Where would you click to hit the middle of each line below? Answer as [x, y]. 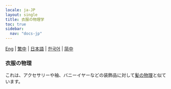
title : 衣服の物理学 [25, 19]
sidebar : [15, 29]
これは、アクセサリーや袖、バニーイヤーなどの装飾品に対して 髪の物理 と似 [84, 75]
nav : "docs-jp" [26, 34]
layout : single [22, 15]
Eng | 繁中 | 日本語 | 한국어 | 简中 [39, 49]
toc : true [16, 24]
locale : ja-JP [20, 10]
